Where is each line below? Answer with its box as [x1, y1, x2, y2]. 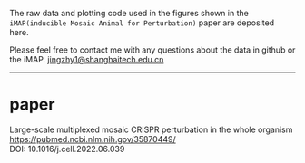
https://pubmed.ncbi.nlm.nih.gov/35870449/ [9, 133, 176, 144]
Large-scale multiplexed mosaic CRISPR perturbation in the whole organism [9, 124, 293, 135]
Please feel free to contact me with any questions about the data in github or [9, 44, 296, 55]
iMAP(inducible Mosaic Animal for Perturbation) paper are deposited [9, 17, 275, 28]
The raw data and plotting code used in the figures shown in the [9, 8, 250, 18]
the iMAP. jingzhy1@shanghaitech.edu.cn [9, 54, 164, 64]
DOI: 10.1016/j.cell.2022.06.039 [9, 143, 125, 154]
